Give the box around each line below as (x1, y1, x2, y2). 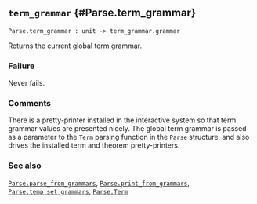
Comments (8, 98, 51, 109)
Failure (8, 60, 35, 71)
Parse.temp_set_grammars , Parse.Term (8, 186, 128, 195)
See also (8, 160, 42, 171)
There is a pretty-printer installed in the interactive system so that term (8, 115, 237, 125)
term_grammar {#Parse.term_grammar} (8, 6, 197, 20)
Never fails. (8, 78, 45, 88)
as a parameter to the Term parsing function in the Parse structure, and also (8, 133, 250, 142)
